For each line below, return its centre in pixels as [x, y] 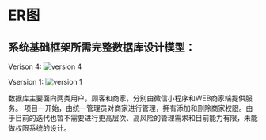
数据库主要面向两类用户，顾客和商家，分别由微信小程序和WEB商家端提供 [127, 98]
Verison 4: [25, 66]
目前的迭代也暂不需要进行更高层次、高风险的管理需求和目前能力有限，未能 [136, 118]
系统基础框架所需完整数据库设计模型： [102, 47]
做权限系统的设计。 [40, 128]
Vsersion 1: [26, 82]
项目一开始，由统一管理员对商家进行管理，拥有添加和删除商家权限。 [135, 108]
